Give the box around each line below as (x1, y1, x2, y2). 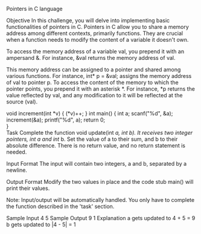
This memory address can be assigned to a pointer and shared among (6, 66, 181, 73)
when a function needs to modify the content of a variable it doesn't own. (6, 36, 189, 43)
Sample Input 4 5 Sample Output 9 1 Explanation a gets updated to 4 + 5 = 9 (6, 215, 196, 221)
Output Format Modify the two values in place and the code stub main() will (6, 178, 194, 185)
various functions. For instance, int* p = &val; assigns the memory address (6, 73, 192, 79)
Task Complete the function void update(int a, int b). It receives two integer (6, 129, 193, 136)
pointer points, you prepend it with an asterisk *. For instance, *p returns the (6, 85, 195, 93)
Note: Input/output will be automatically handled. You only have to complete (6, 197, 195, 203)
